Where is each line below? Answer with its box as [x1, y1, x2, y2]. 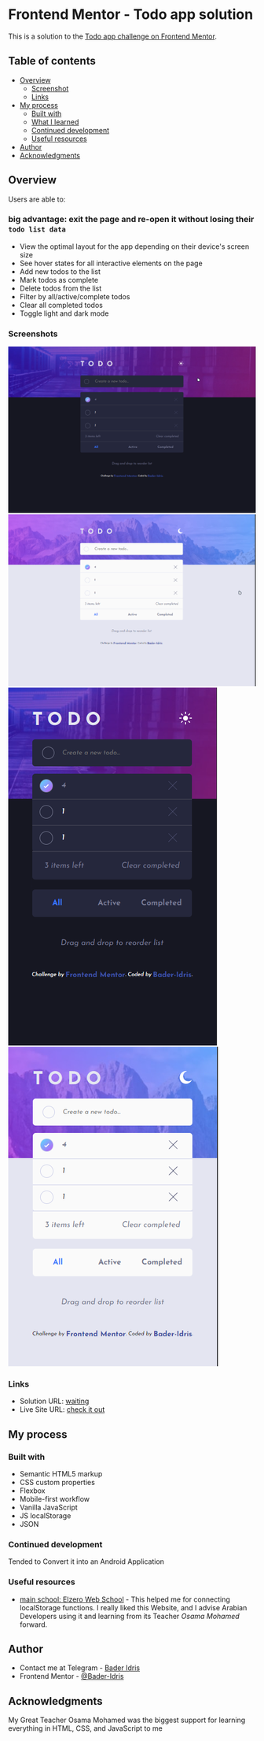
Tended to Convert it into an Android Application [8, 1557, 165, 1566]
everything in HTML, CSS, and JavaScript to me [8, 1724, 163, 1733]
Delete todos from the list [19, 283, 102, 293]
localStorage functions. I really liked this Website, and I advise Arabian [19, 1602, 247, 1612]
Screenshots [8, 328, 58, 339]
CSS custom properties [19, 1478, 96, 1487]
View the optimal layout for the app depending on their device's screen [19, 242, 250, 251]
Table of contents [8, 54, 96, 68]
